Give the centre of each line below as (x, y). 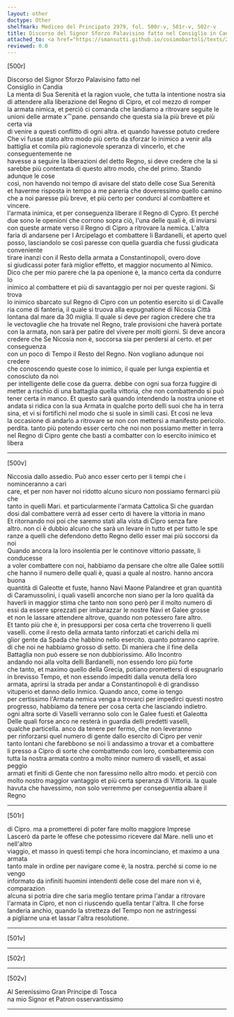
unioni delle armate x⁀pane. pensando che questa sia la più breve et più (111, 117)
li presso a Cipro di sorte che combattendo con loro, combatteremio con (111, 751)
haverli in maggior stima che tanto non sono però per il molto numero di (110, 602)
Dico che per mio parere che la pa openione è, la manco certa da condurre (114, 272)
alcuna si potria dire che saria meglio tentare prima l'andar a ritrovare (106, 896)
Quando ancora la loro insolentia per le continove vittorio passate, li (104, 551)
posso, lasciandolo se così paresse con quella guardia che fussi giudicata (113, 243)
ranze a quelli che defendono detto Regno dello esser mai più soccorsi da (113, 536)
